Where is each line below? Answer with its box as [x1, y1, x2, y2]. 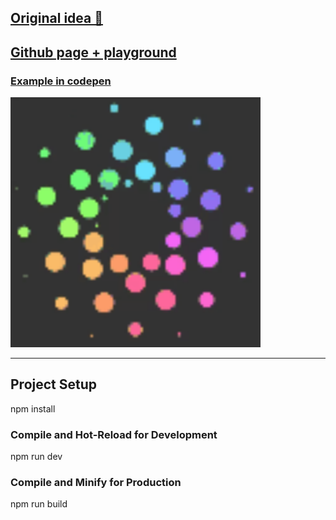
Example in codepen [10, 74, 112, 88]
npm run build [10, 498, 68, 510]
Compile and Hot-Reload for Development [10, 427, 218, 441]
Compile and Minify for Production [10, 476, 182, 490]
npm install [10, 402, 56, 415]
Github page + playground [10, 44, 177, 61]
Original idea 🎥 [10, 10, 103, 27]
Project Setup [10, 376, 98, 393]
